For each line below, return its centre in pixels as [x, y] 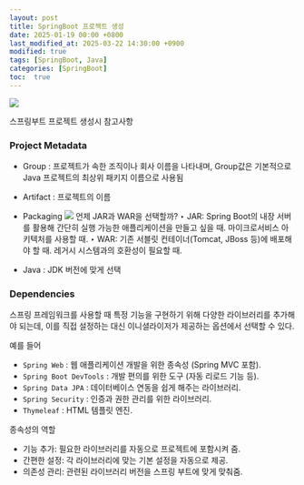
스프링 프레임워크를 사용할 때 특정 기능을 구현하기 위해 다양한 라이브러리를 [140, 315]
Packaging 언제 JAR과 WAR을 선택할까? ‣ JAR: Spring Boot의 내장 [148, 217]
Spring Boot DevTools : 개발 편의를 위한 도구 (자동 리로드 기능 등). [141, 376]
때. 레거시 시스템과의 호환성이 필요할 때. [113, 250]
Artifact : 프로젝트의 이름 [67, 197]
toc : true [30, 77]
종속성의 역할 [33, 429]
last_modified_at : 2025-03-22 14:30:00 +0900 [97, 43]
